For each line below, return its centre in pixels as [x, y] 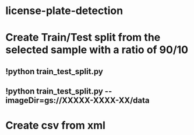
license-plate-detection [64, 11]
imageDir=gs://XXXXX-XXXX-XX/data [77, 101]
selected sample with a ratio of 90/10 [97, 50]
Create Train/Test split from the [83, 38]
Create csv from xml [56, 125]
